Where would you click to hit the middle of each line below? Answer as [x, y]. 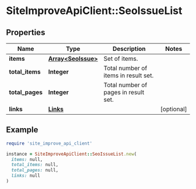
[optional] [174, 109]
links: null [26, 176]
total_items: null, [35, 165]
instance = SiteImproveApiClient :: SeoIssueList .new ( [71, 154]
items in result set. [129, 75]
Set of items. [121, 59]
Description [129, 49]
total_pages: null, [35, 170]
